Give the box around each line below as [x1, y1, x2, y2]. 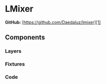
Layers [5, 48, 22, 55]
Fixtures [5, 61, 25, 68]
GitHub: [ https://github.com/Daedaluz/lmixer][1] [5, 19, 101, 25]
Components [5, 33, 45, 42]
